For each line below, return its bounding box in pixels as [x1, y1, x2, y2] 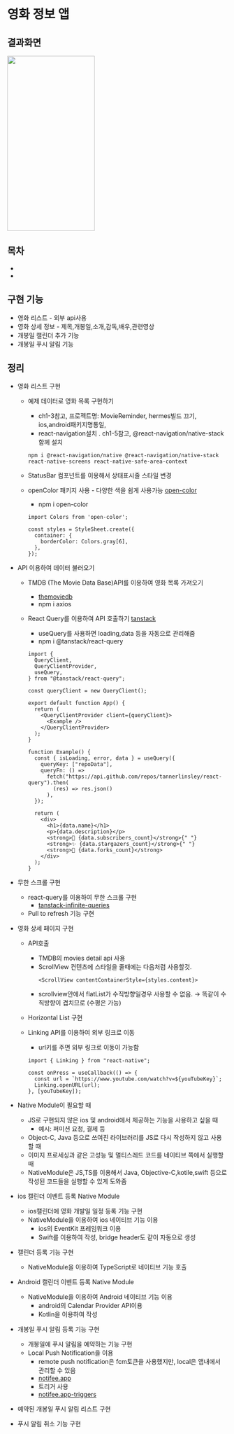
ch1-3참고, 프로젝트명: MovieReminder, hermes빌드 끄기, [38, 412, 197, 420]
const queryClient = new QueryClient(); [27, 688, 147, 695]
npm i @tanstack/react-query [38, 637, 124, 646]
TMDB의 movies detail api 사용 [38, 954, 126, 963]
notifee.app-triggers [38, 1391, 96, 1399]
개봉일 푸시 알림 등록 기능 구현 [17, 1325, 100, 1334]
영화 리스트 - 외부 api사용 [17, 313, 87, 322]
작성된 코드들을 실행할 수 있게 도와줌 [27, 1177, 127, 1185]
